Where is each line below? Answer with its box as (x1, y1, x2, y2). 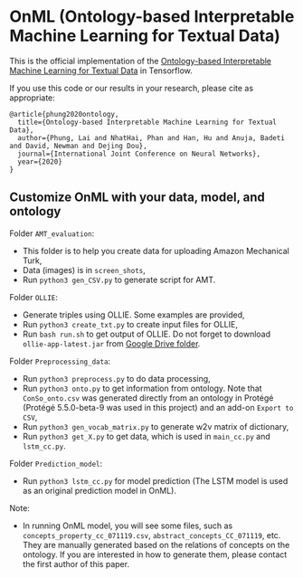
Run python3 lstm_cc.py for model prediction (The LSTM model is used (22, 475, 289, 486)
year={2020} (17, 156, 63, 166)
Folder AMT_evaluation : (9, 228, 95, 239)
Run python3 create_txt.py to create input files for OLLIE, (22, 318, 238, 329)
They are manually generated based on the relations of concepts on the (22, 539, 290, 550)
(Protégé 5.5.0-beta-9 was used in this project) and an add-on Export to (22, 402, 294, 412)
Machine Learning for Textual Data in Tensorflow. (9, 65, 193, 76)
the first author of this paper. (22, 558, 129, 569)
